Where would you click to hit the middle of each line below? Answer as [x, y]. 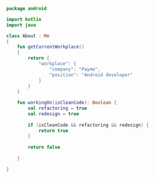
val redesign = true [53, 114]
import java [21, 25]
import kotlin [24, 19]
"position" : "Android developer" [91, 75]
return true [53, 131]
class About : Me [28, 36]
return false [44, 147]
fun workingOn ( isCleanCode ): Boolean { [67, 103]
